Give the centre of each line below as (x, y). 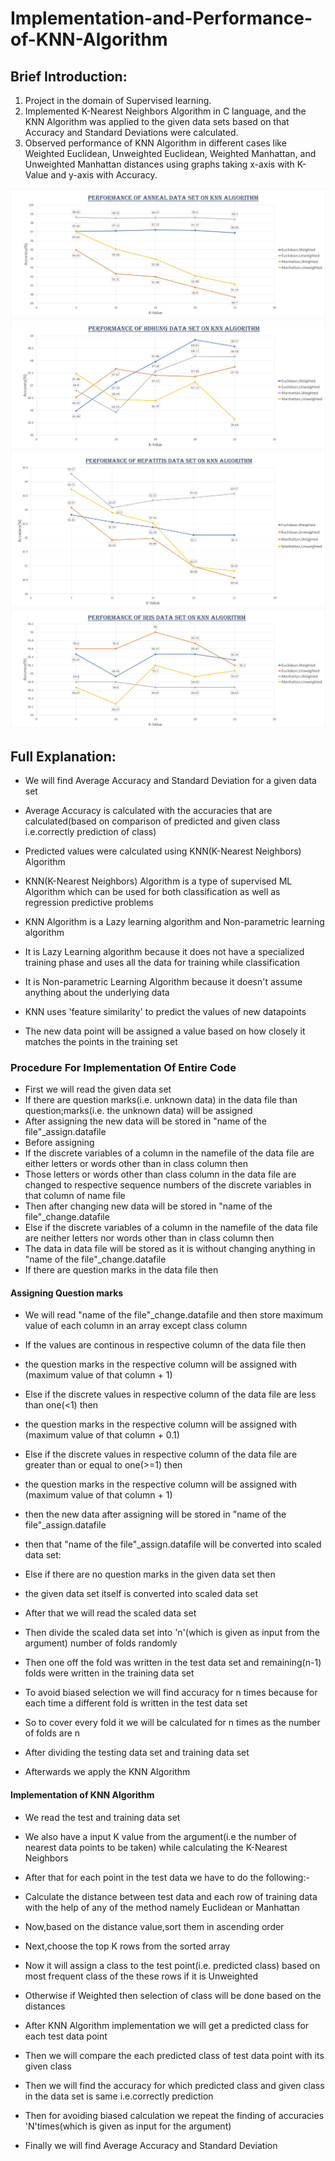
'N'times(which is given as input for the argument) (128, 2126)
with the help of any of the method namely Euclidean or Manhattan (162, 1907)
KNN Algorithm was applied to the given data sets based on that (157, 121)
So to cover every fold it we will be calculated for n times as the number (172, 1723)
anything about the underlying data (97, 992)
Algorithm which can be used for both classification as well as (152, 891)
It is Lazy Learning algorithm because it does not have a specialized (164, 951)
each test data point (66, 2036)
